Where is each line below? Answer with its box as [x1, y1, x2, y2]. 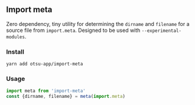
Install [6, 47, 25, 55]
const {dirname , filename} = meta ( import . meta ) [6, 94, 126, 100]
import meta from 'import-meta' [6, 88, 86, 94]
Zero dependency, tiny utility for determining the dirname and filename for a [6, 20, 190, 27]
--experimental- [141, 28, 182, 34]
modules [6, 34, 25, 40]
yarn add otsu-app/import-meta [6, 61, 83, 67]
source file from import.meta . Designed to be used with [6, 27, 141, 34]
